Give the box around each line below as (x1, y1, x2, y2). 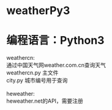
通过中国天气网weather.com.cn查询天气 (6, 62, 106, 69)
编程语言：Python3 (6, 34, 105, 48)
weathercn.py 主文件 (6, 69, 59, 76)
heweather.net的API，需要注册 (6, 97, 84, 105)
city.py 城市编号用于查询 (6, 77, 68, 84)
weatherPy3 (6, 4, 70, 18)
